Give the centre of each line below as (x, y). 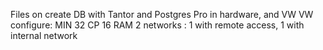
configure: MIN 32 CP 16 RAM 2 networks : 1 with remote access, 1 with (157, 25)
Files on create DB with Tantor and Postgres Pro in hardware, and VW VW (162, 14)
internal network (44, 35)
